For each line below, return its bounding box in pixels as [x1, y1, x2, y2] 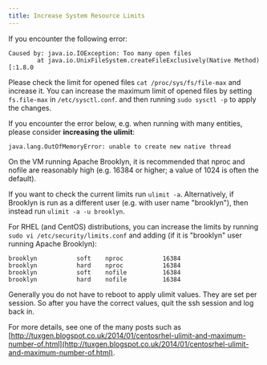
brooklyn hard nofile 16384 [8, 275, 181, 283]
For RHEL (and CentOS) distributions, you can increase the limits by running [8, 221, 259, 231]
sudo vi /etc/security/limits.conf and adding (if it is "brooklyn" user [8, 230, 243, 240]
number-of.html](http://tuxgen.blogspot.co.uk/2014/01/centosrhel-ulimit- [8, 339, 249, 349]
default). [8, 173, 37, 183]
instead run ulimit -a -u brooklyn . [8, 206, 126, 216]
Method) [234, 56, 261, 64]
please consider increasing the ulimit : [8, 127, 135, 136]
